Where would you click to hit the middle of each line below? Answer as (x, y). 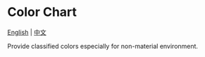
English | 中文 (27, 32)
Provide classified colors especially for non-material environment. (103, 46)
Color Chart (42, 12)
